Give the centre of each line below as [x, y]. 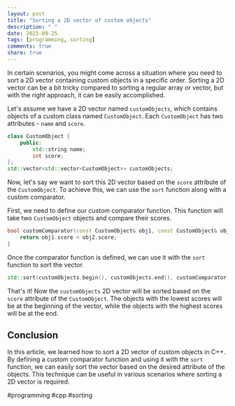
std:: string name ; [59, 149]
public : [31, 143]
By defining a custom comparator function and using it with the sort [105, 359]
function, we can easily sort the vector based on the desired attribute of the [116, 367]
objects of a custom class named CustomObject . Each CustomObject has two [115, 115]
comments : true [29, 46]
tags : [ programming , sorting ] [51, 40]
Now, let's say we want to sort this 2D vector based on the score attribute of [117, 182]
